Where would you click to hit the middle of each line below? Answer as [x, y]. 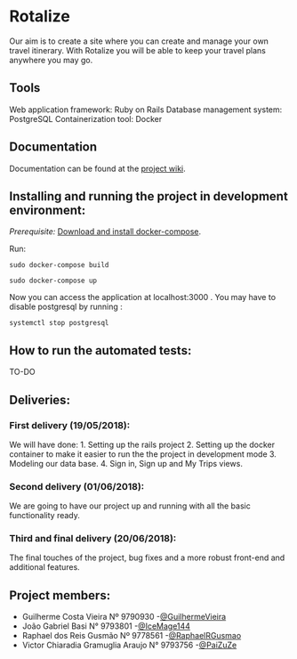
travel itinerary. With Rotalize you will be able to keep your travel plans [138, 50]
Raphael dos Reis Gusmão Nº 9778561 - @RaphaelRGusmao [132, 636]
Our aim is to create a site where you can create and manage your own [139, 41]
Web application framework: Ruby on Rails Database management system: [146, 110]
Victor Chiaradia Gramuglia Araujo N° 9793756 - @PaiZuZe [129, 645]
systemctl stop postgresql [59, 323]
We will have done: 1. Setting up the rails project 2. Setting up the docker [142, 444]
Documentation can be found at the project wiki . [98, 168]
